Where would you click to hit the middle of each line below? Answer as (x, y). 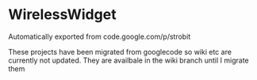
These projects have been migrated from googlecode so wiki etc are (120, 51)
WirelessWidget (62, 15)
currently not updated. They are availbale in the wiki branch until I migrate (128, 60)
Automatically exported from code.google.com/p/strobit (100, 36)
